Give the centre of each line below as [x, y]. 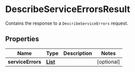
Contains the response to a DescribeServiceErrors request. [67, 23]
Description [78, 53]
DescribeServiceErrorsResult [68, 9]
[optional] [109, 61]
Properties [22, 39]
